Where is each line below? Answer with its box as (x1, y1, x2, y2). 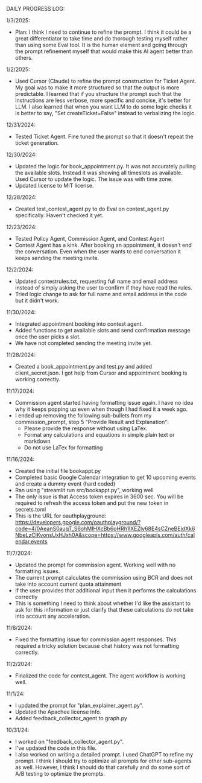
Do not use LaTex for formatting (24, 444, 103, 451)
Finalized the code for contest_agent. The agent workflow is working (14, 672, 186, 679)
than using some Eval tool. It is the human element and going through (14, 42, 188, 48)
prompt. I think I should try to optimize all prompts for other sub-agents (14, 757, 192, 764)
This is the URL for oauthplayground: (14, 512, 107, 519)
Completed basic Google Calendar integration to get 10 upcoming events (14, 474, 196, 481)
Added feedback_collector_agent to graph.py (14, 715, 128, 721)
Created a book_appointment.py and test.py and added (14, 363, 153, 370)
